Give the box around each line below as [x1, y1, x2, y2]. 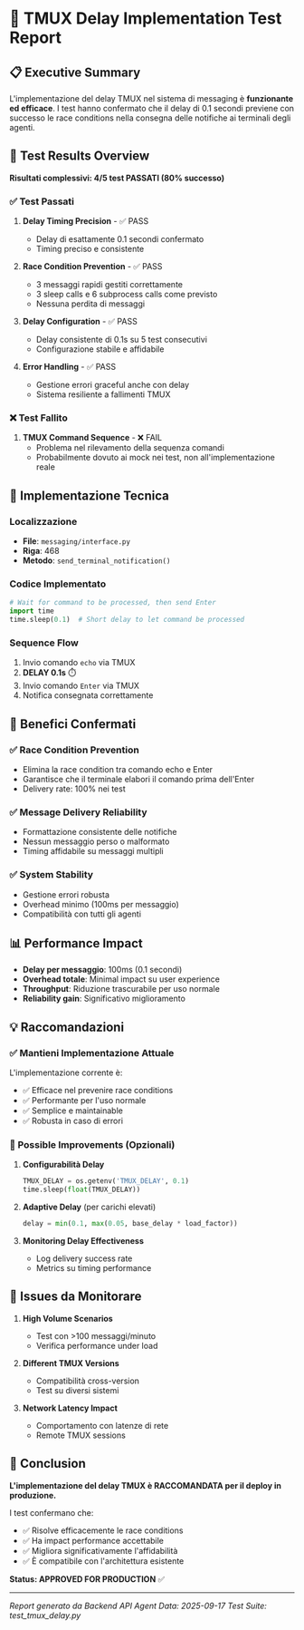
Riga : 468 [22, 546, 61, 557]
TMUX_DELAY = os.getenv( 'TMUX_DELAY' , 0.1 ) [22, 1177, 190, 1186]
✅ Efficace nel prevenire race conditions [22, 1085, 174, 1096]
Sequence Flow [9, 636, 79, 649]
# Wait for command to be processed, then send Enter [9, 598, 217, 607]
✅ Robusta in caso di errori [22, 1115, 124, 1127]
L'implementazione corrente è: [9, 1067, 123, 1078]
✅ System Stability [9, 868, 93, 881]
